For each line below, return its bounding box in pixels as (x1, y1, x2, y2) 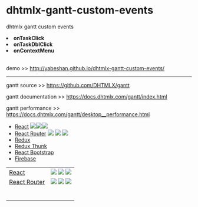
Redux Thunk (14, 142, 47, 149)
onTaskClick (14, 34, 45, 41)
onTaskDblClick (14, 41, 53, 48)
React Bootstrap (14, 149, 54, 156)
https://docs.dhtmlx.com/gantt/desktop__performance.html (6, 110, 150, 118)
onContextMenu (14, 47, 55, 54)
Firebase (14, 155, 37, 162)
